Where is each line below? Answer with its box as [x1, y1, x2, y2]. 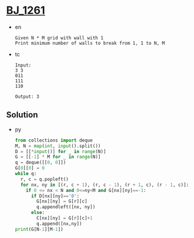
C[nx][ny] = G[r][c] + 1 [36, 215, 93, 221]
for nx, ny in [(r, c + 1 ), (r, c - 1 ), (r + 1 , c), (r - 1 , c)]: [20, 182, 189, 188]
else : [30, 210, 45, 216]
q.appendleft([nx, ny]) [36, 204, 96, 210]
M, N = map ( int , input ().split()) [14, 143, 101, 149]
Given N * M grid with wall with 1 [14, 35, 104, 41]
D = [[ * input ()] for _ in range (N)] [14, 148, 106, 154]
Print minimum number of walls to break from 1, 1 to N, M [14, 40, 165, 46]
